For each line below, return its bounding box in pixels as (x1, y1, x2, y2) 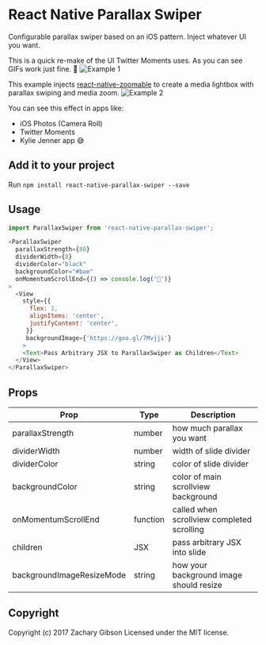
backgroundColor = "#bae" (15, 268, 93, 276)
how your (172, 560, 207, 570)
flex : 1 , (28, 304, 59, 313)
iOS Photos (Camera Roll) (19, 118, 103, 128)
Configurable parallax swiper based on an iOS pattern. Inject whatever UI (8, 32, 247, 41)
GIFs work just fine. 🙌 (8, 64, 78, 73)
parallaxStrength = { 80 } (15, 245, 90, 253)
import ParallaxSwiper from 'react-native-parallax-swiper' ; (8, 224, 215, 232)
